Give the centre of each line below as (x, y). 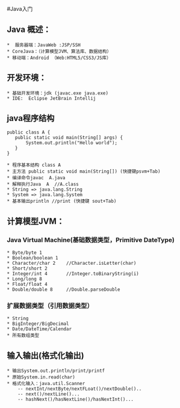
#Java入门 (20, 9)
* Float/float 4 (27, 285)
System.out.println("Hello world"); (72, 143)
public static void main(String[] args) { (69, 138)
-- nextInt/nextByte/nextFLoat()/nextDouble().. (80, 389)
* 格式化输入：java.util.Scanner (46, 384)
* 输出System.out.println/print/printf (56, 371)
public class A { (29, 132)
